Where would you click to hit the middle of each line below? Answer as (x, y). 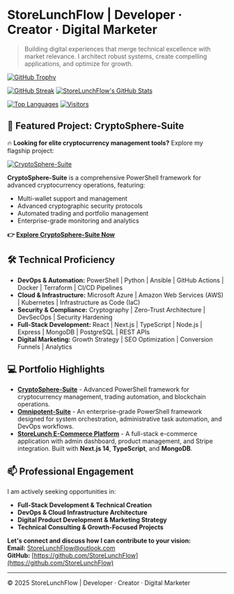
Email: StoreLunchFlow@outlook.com (61, 548)
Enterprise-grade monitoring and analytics (78, 220)
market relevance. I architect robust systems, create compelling (116, 56)
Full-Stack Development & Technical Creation (84, 505)
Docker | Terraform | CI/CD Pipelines (70, 287)
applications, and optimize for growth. (79, 63)
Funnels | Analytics (45, 346)
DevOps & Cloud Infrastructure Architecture (82, 513)
